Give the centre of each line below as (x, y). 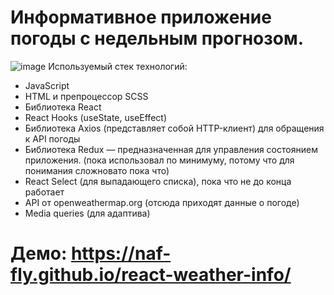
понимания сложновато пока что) (97, 170)
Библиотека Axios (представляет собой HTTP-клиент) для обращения (174, 128)
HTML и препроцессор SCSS (86, 96)
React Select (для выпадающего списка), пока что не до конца (158, 181)
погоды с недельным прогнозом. (157, 38)
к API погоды (52, 138)
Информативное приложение (141, 17)
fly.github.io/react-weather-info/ (151, 275)
